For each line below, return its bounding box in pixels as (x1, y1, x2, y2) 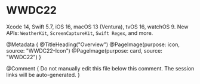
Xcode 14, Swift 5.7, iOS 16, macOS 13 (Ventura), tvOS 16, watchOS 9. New (6, 23, 189, 30)
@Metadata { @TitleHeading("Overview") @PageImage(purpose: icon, (6, 41, 180, 48)
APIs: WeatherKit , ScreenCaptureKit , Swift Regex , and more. (6, 29, 153, 36)
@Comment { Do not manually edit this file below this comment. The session (6, 64, 195, 72)
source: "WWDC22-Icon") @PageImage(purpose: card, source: (6, 47, 163, 54)
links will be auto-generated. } (6, 71, 81, 78)
